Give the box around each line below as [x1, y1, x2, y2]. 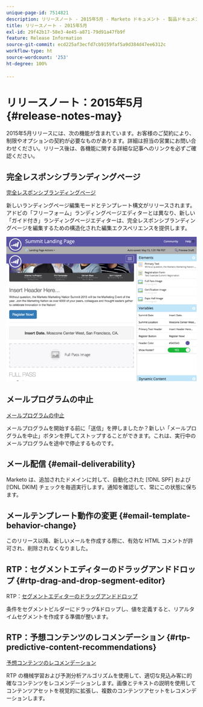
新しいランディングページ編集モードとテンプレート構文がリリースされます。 [6, 202, 196, 209]
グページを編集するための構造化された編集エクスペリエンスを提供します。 [6, 224, 190, 232]
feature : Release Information [6, 35, 83, 42]
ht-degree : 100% [6, 60, 47, 66]
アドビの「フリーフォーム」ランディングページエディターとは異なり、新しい [6, 209, 195, 217]
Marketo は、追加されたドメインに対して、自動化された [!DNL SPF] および [6, 476, 191, 483]
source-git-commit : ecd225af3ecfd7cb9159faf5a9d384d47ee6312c [6, 42, 166, 48]
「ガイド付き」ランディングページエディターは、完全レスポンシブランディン [6, 217, 196, 224]
